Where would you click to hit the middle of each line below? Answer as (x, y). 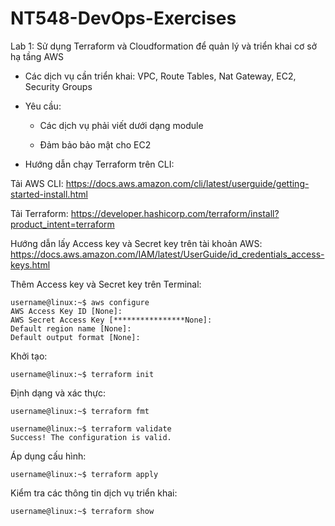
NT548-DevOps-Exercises (123, 18)
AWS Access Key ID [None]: (66, 311)
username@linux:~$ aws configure (80, 302)
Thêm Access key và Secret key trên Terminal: (106, 284)
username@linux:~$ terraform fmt (80, 411)
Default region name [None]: (71, 328)
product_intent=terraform (62, 224)
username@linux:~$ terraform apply (84, 474)
